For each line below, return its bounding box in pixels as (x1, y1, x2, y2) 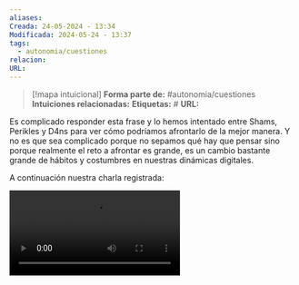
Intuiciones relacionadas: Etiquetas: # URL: (31, 98, 200, 109)
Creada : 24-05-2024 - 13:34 (9, 22, 116, 31)
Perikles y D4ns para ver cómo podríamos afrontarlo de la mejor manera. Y (9, 125, 291, 136)
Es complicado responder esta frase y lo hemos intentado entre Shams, (9, 115, 278, 127)
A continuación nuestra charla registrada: (9, 172, 164, 182)
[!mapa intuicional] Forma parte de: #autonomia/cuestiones (31, 88, 256, 100)
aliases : (9, 13, 43, 23)
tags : (9, 38, 30, 48)
